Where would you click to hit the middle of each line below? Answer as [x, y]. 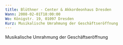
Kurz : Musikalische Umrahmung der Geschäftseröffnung [62, 23]
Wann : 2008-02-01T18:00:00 [33, 14]
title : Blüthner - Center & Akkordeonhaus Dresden [58, 10]
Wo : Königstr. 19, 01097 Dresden [40, 19]
